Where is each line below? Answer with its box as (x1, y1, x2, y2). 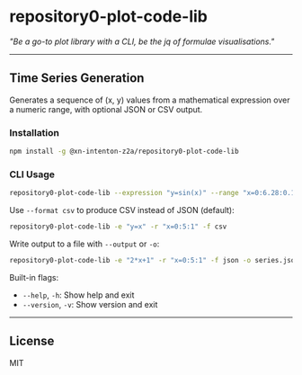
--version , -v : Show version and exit (22, 299, 158, 309)
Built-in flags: (9, 272, 59, 282)
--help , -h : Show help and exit (22, 290, 135, 300)
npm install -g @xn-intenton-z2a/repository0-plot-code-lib (9, 147, 240, 156)
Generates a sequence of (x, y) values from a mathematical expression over (9, 94, 290, 105)
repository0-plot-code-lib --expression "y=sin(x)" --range (9, 189, 240, 198)
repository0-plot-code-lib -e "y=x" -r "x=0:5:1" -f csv (9, 222, 227, 231)
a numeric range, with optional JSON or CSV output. (9, 103, 203, 114)
